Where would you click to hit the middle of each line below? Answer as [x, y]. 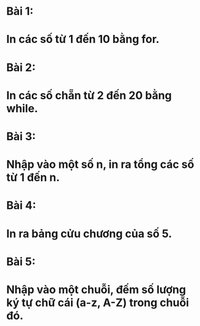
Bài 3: [21, 136]
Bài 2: [21, 67]
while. [22, 108]
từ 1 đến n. [33, 177]
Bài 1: [20, 11]
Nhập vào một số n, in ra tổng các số [100, 165]
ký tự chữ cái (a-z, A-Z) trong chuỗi [98, 302]
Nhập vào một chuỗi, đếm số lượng [96, 290]
